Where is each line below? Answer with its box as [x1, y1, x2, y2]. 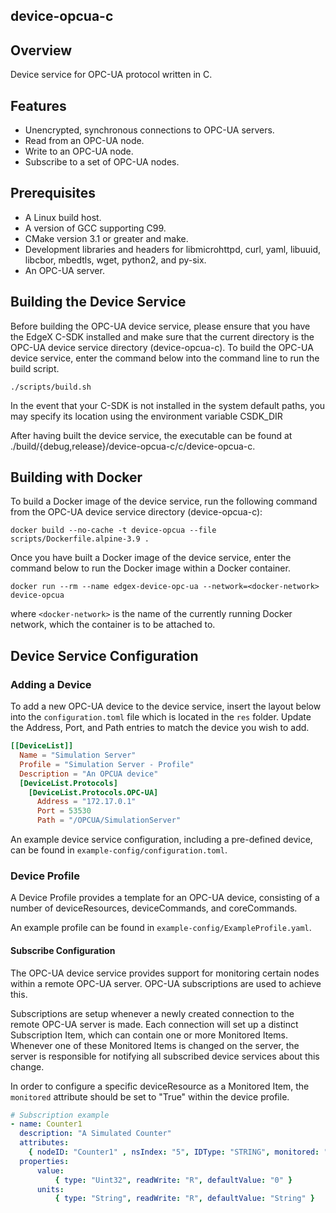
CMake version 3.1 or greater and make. [24, 232, 189, 244]
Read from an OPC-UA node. [24, 135, 145, 147]
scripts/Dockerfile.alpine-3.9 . [10, 534, 150, 544]
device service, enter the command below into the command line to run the [10, 352, 320, 364]
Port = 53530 [36, 806, 92, 816]
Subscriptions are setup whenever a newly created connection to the [10, 1007, 295, 1019]
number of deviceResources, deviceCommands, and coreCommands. [10, 902, 298, 914]
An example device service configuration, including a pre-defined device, [10, 834, 313, 846]
